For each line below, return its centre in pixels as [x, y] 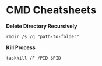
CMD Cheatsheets [51, 10]
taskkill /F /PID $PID [34, 58]
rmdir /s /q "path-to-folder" [43, 36]
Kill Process [21, 47]
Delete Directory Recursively [42, 26]
